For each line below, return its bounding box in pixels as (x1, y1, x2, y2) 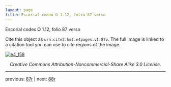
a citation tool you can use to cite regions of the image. (5, 41, 121, 47)
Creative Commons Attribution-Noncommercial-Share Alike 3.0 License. (10, 61, 161, 67)
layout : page (5, 7, 33, 13)
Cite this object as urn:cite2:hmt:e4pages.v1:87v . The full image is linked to (5, 36, 164, 42)
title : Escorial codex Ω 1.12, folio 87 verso (5, 12, 106, 17)
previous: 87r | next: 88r (5, 76, 56, 82)
